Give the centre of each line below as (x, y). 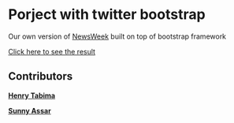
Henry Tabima (32, 95)
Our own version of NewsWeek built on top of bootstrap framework (117, 36)
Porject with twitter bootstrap (107, 15)
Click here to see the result (52, 51)
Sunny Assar (30, 110)
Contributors (41, 76)
